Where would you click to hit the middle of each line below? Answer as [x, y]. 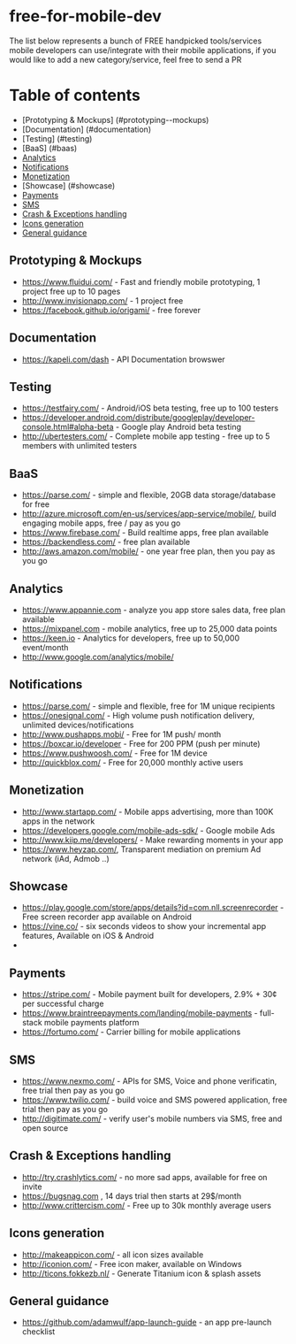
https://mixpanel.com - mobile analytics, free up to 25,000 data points [149, 628]
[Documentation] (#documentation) [87, 129]
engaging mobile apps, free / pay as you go [101, 523]
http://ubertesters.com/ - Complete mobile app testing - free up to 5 [146, 436]
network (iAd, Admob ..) [65, 858]
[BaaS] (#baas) [49, 148]
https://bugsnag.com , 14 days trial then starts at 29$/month [131, 1195]
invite [32, 1187]
